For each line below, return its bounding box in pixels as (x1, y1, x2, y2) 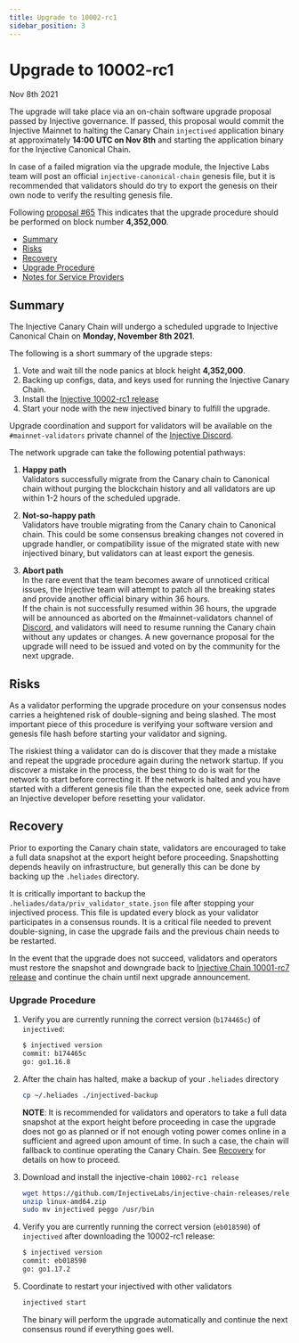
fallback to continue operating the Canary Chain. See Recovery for (21, 1144, 266, 1155)
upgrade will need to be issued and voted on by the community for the (21, 641, 280, 651)
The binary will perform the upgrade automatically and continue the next (21, 1314, 288, 1324)
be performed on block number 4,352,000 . (9, 217, 169, 227)
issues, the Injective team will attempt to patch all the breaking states (21, 585, 276, 595)
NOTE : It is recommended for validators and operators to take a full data (21, 1107, 287, 1118)
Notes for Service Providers (21, 272, 125, 283)
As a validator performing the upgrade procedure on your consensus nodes (9, 700, 287, 711)
